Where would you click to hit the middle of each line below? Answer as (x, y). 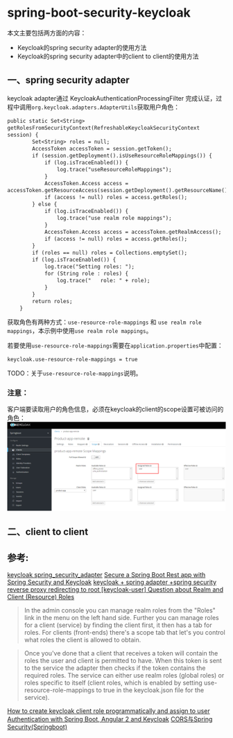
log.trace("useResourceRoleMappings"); (114, 169)
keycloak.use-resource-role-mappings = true (72, 359)
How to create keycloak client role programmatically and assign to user (109, 711)
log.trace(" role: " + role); (103, 280)
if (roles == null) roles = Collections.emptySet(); (110, 252)
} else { (45, 204)
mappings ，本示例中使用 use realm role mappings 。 (80, 330)
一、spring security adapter (68, 80)
